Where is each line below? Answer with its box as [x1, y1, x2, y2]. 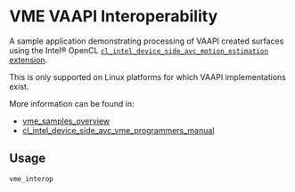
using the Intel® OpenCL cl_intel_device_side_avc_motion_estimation [9, 44, 269, 55]
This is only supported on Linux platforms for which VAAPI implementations [9, 71, 287, 82]
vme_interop [9, 174, 53, 183]
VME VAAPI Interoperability [9, 6, 218, 27]
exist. [9, 81, 29, 92]
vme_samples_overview [21, 116, 110, 126]
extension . [9, 54, 48, 65]
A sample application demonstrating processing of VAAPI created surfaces [9, 36, 284, 46]
